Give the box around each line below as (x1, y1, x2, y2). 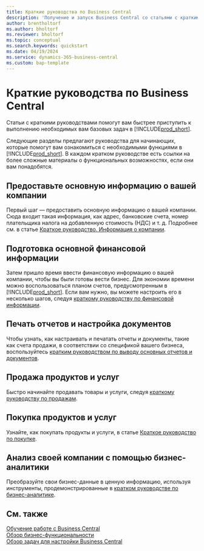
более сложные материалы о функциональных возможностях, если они (6, 156, 194, 164)
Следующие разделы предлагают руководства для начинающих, (6, 137, 176, 145)
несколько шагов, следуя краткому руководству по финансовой (6, 295, 174, 302)
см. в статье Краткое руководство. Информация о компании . (6, 226, 166, 233)
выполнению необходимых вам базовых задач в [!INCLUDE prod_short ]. (6, 125, 192, 133)
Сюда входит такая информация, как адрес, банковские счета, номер (6, 213, 189, 220)
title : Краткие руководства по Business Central (6, 9, 132, 15)
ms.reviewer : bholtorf (6, 32, 64, 38)
